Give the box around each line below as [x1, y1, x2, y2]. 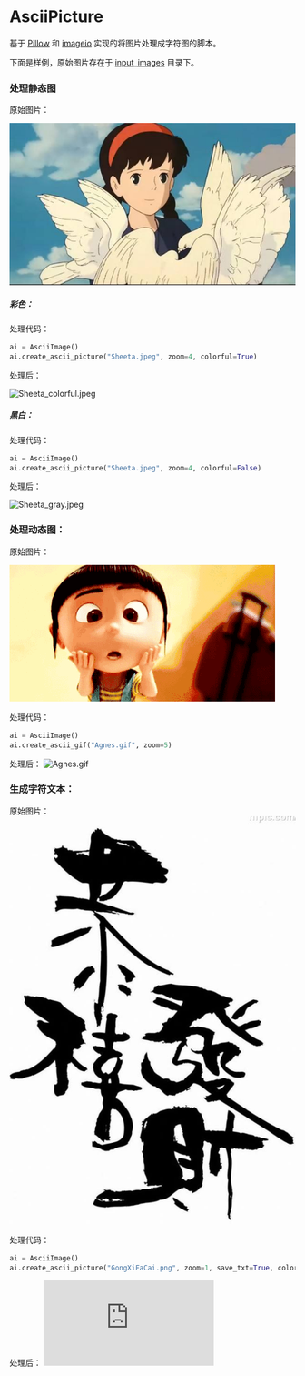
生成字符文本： [9, 783, 75, 795]
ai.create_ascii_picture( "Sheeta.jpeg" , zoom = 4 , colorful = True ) [9, 352, 258, 361]
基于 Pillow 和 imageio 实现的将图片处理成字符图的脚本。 [9, 37, 221, 48]
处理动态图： [9, 523, 66, 536]
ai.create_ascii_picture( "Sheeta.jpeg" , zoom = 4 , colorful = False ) [9, 463, 261, 472]
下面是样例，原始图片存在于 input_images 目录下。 [9, 56, 200, 67]
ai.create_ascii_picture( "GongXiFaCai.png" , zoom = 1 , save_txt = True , [9, 1263, 274, 1272]
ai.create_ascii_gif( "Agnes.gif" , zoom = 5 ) [9, 740, 172, 750]
